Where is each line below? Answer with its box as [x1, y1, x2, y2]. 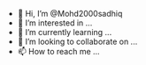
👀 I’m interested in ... [17, 18, 93, 28]
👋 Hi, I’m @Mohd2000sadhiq [17, 9, 123, 18]
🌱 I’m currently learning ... [17, 27, 112, 37]
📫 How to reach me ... [17, 47, 100, 56]
